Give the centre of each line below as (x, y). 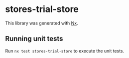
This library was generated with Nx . (42, 23)
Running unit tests (34, 39)
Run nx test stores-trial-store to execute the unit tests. (65, 50)
